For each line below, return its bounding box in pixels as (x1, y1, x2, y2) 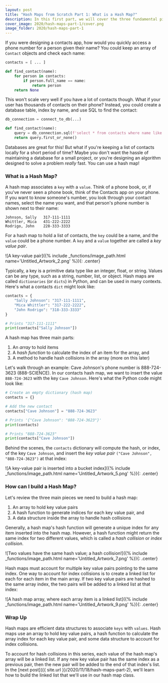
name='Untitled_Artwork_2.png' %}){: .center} (5, 258, 101, 264)
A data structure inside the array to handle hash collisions (12, 514, 131, 520)
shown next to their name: (5, 205, 59, 211)
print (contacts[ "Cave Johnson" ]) (5, 436, 75, 441)
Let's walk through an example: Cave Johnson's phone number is (5, 364, 140, 370)
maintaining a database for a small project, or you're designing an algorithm (5, 154, 161, 160)
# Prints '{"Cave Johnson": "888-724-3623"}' (5, 417, 101, 422)
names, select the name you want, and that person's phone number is (5, 200, 149, 206)
